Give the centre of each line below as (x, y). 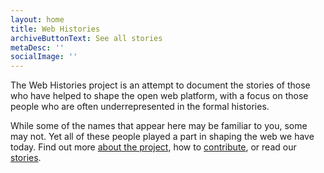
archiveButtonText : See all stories (86, 38)
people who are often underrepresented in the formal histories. (140, 107)
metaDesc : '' (37, 47)
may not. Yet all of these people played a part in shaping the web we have (162, 137)
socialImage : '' (44, 57)
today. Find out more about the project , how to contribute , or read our (153, 147)
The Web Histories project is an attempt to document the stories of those (160, 85)
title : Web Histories (55, 29)
